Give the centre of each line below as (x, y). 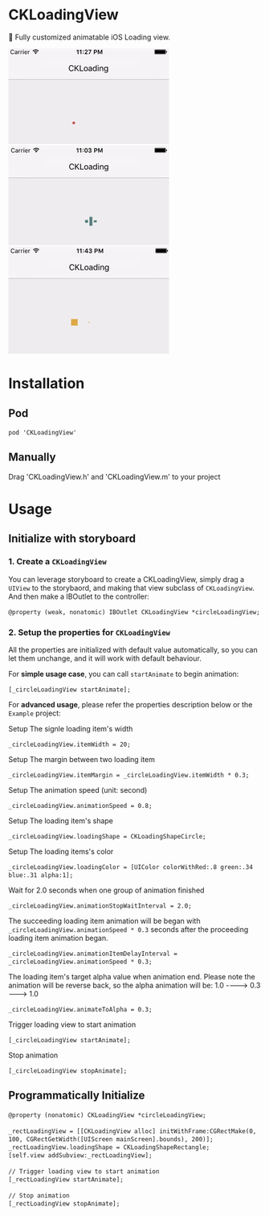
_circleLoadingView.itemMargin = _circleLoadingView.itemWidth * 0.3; (129, 775)
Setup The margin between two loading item (82, 759)
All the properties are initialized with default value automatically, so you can (133, 649)
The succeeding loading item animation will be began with (104, 921)
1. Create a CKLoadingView (57, 562)
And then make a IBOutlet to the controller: (79, 596)
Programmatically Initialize (77, 1096)
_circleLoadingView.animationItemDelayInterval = (93, 954)
